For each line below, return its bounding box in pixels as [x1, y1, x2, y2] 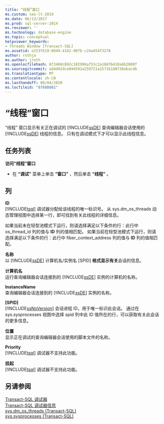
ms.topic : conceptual [5, 35, 50, 40]
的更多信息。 [5, 318, 31, 324]
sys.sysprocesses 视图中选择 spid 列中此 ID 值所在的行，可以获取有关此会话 [5, 311, 160, 317]
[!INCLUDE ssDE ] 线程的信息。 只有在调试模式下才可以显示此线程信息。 [5, 131, 149, 137]
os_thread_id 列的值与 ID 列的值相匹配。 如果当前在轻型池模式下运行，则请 [5, 229, 156, 235]
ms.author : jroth [5, 57, 41, 62]
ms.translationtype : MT [5, 71, 54, 76]
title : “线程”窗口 [5, 7, 40, 12]
